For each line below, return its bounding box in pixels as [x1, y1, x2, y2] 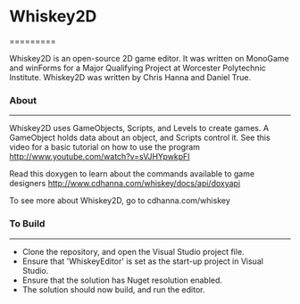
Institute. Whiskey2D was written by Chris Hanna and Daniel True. [9, 71, 252, 82]
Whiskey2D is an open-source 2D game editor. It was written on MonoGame [9, 53, 289, 63]
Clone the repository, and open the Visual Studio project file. [21, 246, 245, 257]
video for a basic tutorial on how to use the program [9, 142, 201, 152]
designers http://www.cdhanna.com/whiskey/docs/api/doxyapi [9, 178, 241, 189]
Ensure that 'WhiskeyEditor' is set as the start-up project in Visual [21, 256, 263, 267]
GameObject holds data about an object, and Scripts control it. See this [9, 132, 271, 144]
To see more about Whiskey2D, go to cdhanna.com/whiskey [9, 195, 230, 206]
